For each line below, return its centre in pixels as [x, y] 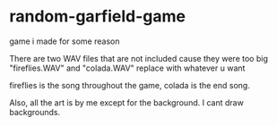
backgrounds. [35, 112]
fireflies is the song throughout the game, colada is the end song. [130, 85]
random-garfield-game [98, 17]
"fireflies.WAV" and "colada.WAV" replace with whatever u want [127, 68]
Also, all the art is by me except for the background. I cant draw [126, 102]
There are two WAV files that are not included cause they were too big [139, 58]
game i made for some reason [65, 41]
